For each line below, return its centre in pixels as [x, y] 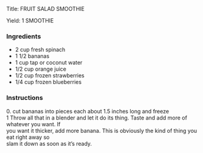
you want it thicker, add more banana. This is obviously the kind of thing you [102, 130]
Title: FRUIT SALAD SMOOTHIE [46, 9]
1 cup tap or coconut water [49, 63]
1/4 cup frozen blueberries [48, 82]
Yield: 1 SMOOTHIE [30, 20]
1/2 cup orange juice [41, 69]
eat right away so [28, 137]
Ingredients [24, 36]
